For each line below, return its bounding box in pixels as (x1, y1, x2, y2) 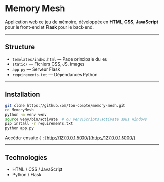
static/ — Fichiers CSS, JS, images (12, 61, 85, 67)
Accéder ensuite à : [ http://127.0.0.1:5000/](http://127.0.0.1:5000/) (5, 135, 136, 141)
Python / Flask (12, 171, 41, 177)
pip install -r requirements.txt (5, 121, 73, 126)
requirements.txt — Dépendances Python (12, 71, 98, 77)
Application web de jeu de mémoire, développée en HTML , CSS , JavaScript (5, 19, 159, 25)
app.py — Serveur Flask (12, 66, 60, 72)
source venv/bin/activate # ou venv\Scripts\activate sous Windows (5, 117, 147, 122)
